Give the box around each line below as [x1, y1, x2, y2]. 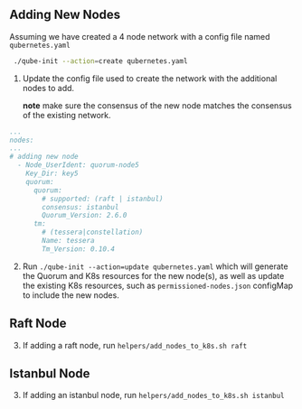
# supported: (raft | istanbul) [42, 194, 165, 203]
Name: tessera [42, 237, 95, 246]
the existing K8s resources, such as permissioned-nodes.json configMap [22, 280, 294, 291]
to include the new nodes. [22, 289, 119, 301]
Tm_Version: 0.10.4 [42, 244, 116, 254]
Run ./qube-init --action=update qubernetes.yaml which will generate [22, 261, 288, 272]
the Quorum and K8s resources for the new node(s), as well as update [22, 270, 285, 281]
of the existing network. [22, 109, 111, 120]
